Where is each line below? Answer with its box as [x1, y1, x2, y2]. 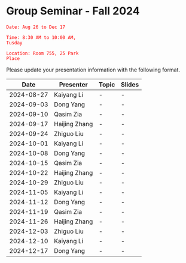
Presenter [59, 80, 88, 88]
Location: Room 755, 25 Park [6, 50, 79, 56]
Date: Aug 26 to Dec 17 [6, 24, 66, 30]
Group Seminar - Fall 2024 [6, 4, 140, 18]
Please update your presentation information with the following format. [6, 66, 181, 73]
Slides [120, 80, 139, 88]
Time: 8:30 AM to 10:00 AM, [6, 34, 77, 40]
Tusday [6, 40, 23, 46]
